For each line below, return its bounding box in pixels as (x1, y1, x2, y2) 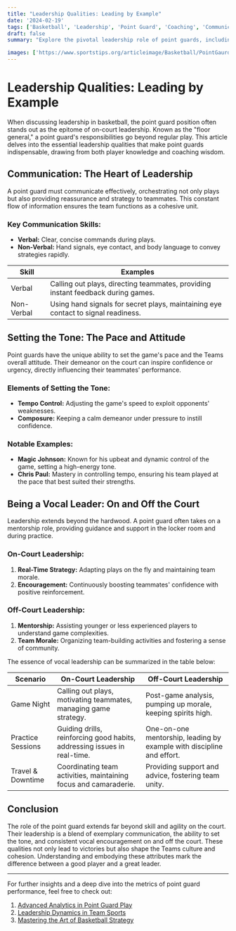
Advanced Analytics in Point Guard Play (17, 901, 133, 909)
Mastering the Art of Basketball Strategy (17, 916, 134, 924)
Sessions (11, 741, 41, 751)
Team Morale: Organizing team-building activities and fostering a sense (17, 636, 226, 644)
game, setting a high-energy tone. (17, 463, 117, 471)
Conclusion (7, 804, 59, 816)
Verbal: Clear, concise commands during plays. (17, 235, 156, 244)
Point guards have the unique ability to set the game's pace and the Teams (7, 350, 223, 359)
